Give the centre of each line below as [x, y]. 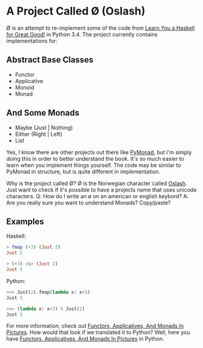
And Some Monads [43, 113]
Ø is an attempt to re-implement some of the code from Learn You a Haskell [101, 28]
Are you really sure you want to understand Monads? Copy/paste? [89, 202]
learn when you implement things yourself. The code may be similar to [94, 165]
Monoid [24, 87]
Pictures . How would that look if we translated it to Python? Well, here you [98, 332]
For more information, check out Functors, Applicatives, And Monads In [95, 326]
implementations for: [32, 41]
